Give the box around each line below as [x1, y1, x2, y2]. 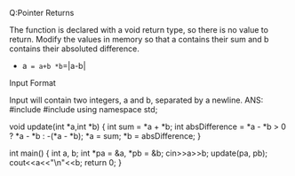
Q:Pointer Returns [9, 8, 75, 18]
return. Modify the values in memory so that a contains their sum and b [9, 34, 269, 44]
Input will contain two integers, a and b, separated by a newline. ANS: [9, 95, 264, 105]
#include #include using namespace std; [9, 104, 158, 114]
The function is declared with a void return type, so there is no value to [9, 25, 269, 34]
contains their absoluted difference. [9, 43, 140, 54]
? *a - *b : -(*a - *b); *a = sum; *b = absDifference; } [9, 131, 202, 141]
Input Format [9, 78, 56, 88]
